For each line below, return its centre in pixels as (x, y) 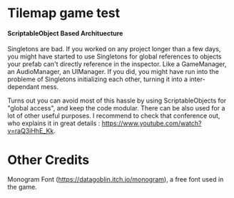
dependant (24, 87)
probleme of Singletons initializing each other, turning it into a (97, 79)
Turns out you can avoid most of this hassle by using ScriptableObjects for (117, 100)
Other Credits (49, 160)
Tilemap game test (64, 13)
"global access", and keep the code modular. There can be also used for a (116, 108)
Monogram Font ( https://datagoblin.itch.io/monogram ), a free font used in (116, 179)
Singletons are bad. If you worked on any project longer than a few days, (114, 49)
